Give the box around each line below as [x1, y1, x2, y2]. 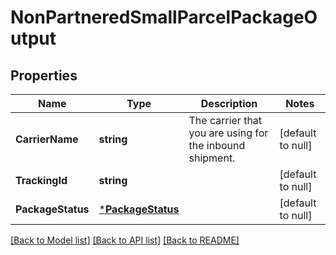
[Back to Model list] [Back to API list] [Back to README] [10, 234, 240, 246]
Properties [10, 67, 78, 84]
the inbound [188, 139, 246, 152]
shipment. [188, 151, 236, 165]
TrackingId [15, 174, 68, 187]
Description [200, 97, 258, 110]
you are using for [188, 126, 269, 140]
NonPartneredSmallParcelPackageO [10, 6, 318, 29]
